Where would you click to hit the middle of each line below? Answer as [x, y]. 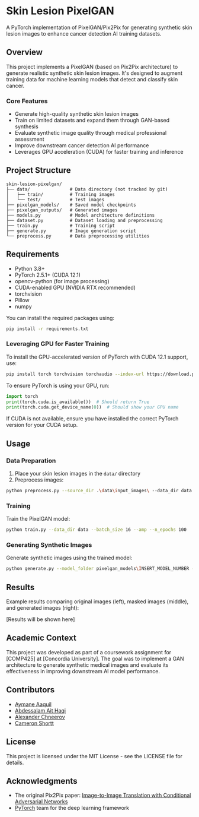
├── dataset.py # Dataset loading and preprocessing [84, 220]
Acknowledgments [42, 781]
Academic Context [41, 638]
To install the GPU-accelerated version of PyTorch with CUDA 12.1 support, [97, 357]
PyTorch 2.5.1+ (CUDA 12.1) [48, 275]
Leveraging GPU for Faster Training [58, 344]
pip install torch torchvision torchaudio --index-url [75, 374]
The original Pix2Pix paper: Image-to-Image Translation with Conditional [103, 795]
